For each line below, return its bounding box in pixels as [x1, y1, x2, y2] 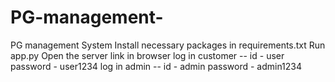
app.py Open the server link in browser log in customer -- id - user [10, 49, 285, 61]
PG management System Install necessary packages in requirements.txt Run [10, 39, 326, 51]
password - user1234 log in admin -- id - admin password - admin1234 [10, 60, 303, 72]
